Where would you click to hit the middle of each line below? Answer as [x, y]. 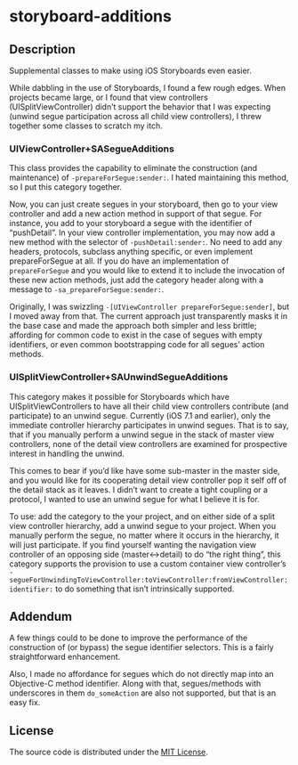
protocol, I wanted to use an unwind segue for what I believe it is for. [134, 499]
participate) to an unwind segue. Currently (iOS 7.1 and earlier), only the [140, 415]
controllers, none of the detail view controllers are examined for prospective [148, 444]
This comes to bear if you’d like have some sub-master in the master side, [145, 470]
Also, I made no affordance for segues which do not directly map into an [141, 674]
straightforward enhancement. [65, 657]
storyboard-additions [90, 16]
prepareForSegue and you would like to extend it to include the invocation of [147, 271]
